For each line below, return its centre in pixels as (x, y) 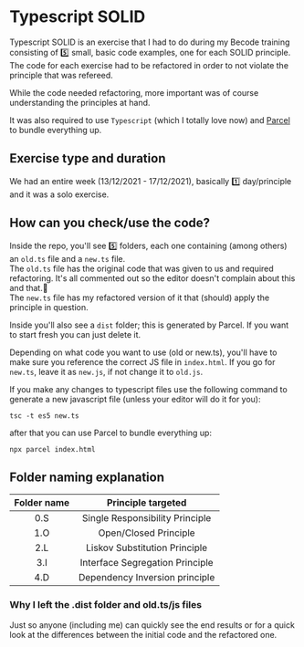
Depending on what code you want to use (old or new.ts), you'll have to (143, 352)
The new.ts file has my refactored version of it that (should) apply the (140, 297)
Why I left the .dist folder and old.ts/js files (106, 605)
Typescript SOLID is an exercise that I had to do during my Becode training (150, 42)
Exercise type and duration (88, 158)
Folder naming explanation (87, 477)
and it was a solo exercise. (59, 194)
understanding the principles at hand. (80, 102)
